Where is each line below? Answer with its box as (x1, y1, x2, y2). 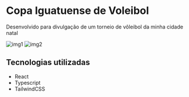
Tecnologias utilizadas (6, 58, 90, 67)
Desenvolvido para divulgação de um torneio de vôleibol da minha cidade (6, 23, 183, 30)
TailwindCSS (14, 85, 46, 92)
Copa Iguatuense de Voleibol (6, 4, 149, 17)
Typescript (14, 79, 41, 86)
